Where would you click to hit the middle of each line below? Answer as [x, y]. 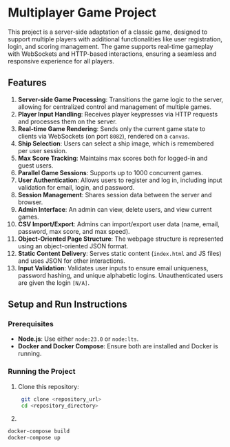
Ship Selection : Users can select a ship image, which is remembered [116, 143]
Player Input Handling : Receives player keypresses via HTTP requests [118, 114]
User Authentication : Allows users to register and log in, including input [120, 180]
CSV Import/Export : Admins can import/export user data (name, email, [118, 224]
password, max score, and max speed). [74, 231]
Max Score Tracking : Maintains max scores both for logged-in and [113, 158]
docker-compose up [34, 438]
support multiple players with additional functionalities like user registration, [115, 39]
